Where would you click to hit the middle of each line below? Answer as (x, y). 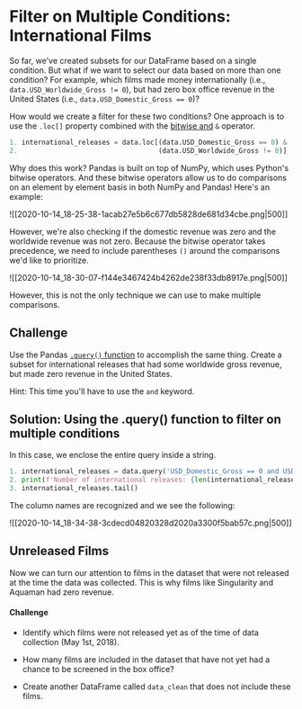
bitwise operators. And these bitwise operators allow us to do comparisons (148, 177)
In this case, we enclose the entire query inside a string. (113, 455)
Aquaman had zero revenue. (62, 592)
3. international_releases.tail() (74, 489)
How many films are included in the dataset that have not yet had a (146, 660)
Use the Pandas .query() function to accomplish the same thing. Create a (146, 354)
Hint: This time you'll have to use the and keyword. (102, 391)
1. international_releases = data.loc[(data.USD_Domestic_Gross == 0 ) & (148, 142)
